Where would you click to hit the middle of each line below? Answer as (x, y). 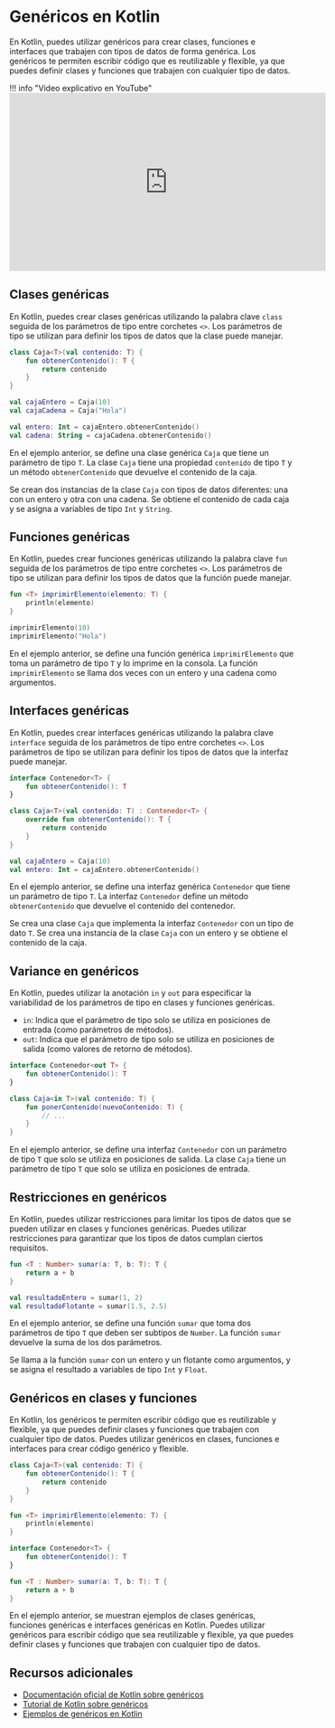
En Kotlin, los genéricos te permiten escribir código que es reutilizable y (143, 1420)
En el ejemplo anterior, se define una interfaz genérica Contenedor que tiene (150, 887)
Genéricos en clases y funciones (103, 1398)
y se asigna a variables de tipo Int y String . (91, 508)
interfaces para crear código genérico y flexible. (99, 1448)
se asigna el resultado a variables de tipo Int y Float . (108, 1370)
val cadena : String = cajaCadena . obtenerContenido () (111, 435)
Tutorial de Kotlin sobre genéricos (85, 1704)
